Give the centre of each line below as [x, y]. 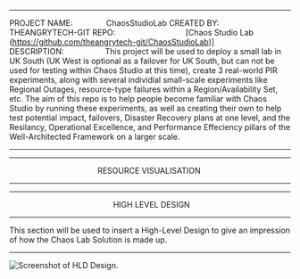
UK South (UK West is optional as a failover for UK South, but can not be [142, 61]
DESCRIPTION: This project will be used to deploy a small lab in [145, 51]
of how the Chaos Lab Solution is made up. [88, 240]
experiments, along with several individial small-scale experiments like [138, 80]
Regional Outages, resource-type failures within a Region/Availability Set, [144, 89]
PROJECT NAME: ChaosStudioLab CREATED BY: [114, 23]
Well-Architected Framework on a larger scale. [95, 136]
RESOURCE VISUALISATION [149, 171]
